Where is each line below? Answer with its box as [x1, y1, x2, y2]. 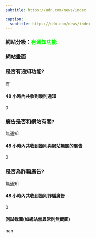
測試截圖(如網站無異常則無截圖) [5, 216, 70, 222]
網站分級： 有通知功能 [5, 39, 57, 46]
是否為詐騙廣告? [5, 168, 44, 175]
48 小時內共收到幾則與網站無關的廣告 [5, 143, 83, 149]
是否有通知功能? [5, 68, 44, 75]
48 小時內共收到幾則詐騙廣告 [5, 193, 65, 199]
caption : [5, 16, 24, 22]
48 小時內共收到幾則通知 [5, 93, 56, 99]
